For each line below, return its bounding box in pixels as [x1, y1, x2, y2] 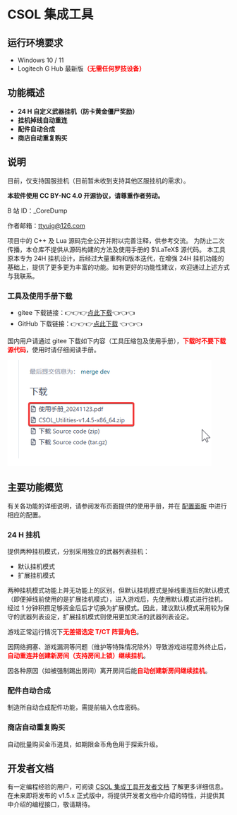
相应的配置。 [7, 510, 44, 519]
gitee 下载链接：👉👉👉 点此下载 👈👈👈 [17, 308, 135, 316]
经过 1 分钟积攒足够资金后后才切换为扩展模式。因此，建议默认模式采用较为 [7, 604, 224, 612]
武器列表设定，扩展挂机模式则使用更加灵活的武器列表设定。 [19, 612, 193, 621]
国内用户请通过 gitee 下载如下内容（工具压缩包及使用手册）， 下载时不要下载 [7, 336, 226, 345]
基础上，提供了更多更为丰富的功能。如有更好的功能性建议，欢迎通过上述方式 [7, 263, 230, 271]
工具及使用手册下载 [7, 291, 73, 301]
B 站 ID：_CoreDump [7, 206, 68, 215]
